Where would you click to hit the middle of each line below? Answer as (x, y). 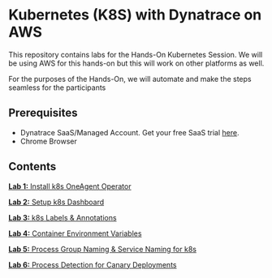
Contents (32, 167)
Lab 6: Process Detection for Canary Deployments (93, 264)
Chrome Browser (48, 141)
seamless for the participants (57, 88)
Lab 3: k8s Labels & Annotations (63, 217)
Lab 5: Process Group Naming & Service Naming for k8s (103, 249)
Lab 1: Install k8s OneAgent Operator (70, 186)
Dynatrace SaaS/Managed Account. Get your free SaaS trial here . (130, 132)
